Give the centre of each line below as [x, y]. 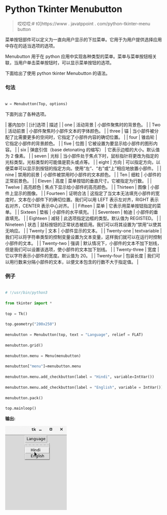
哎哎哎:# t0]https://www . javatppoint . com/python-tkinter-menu [84, 23]
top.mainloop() [21, 408]
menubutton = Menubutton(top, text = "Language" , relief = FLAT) [74, 335]
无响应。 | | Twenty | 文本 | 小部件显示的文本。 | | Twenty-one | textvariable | [83, 231]
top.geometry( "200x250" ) [31, 324]
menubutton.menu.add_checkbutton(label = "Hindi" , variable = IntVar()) [80, 377]
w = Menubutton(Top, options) [37, 104]
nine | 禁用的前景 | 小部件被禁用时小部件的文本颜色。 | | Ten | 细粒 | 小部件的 [83, 174]
